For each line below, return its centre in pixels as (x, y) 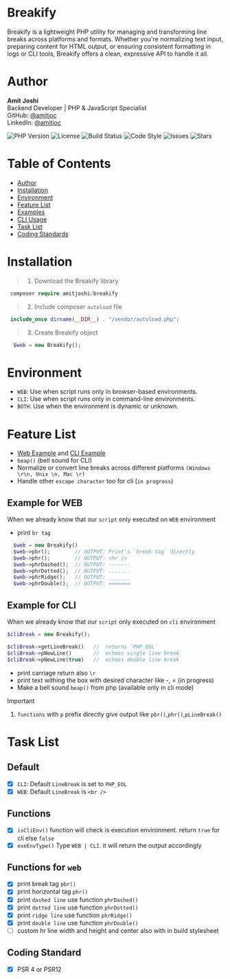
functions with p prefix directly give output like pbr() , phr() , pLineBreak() (119, 714)
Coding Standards (43, 234)
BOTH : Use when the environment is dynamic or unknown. (97, 406)
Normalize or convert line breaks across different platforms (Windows (114, 468)
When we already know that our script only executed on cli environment (112, 622)
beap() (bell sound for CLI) (55, 461)
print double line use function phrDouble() (78, 923)
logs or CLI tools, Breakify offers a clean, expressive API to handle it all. (108, 54)
